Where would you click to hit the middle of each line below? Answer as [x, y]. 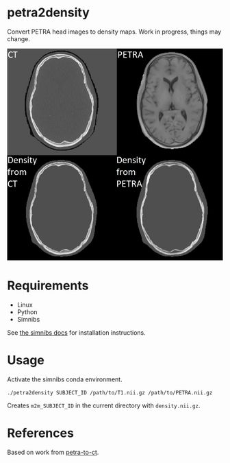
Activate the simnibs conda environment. [65, 379]
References [40, 433]
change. [19, 38]
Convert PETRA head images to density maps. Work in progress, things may [114, 32]
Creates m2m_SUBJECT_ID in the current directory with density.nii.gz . [104, 405]
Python [27, 312]
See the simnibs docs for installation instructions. [76, 332]
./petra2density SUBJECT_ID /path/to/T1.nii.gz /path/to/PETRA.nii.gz [110, 392]
